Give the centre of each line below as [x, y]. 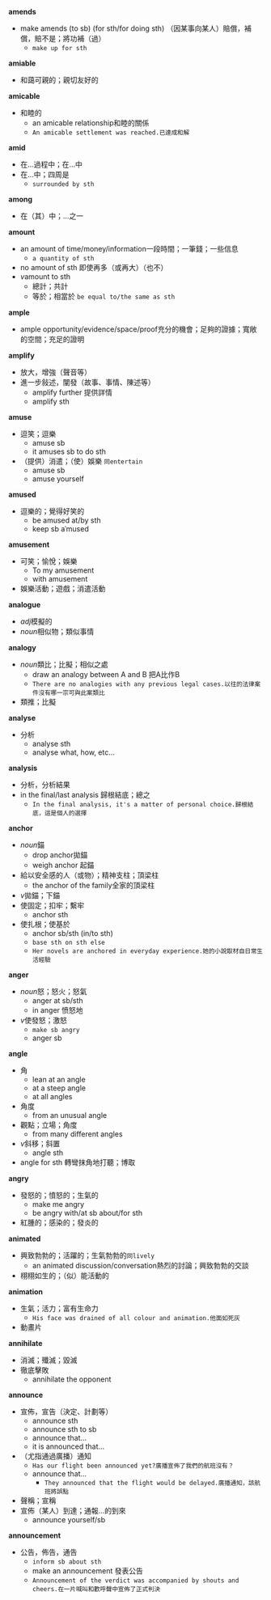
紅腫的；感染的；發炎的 [59, 1222]
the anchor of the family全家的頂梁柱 [93, 885]
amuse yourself [58, 479]
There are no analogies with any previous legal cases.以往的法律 [143, 684]
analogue [25, 605]
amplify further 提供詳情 [72, 392]
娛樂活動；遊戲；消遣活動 [63, 588]
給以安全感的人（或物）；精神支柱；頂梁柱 [89, 875]
